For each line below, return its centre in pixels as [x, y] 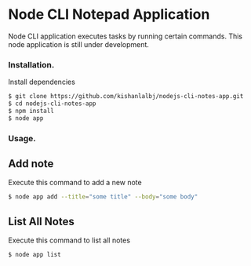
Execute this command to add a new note [75, 183]
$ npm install [31, 111]
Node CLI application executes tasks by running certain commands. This [125, 36]
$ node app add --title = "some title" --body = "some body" [103, 197]
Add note [31, 164]
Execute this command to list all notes [69, 240]
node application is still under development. [78, 44]
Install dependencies [42, 82]
